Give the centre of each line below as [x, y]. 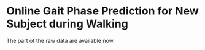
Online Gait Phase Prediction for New [103, 11]
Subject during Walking [68, 24]
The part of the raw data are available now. [60, 40]
